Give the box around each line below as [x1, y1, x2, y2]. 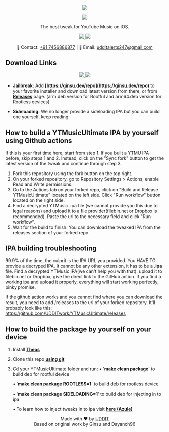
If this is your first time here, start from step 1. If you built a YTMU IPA [5, 150, 149, 156]
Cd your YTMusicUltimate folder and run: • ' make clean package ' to [12, 366, 155, 372]
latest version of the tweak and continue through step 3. [5, 160, 122, 166]
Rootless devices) [12, 99, 50, 105]
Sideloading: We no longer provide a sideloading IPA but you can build [12, 108, 160, 114]
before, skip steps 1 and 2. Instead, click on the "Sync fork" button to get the [5, 155, 164, 161]
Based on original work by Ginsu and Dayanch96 [34, 421, 136, 427]
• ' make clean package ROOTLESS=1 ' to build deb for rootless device [12, 381, 159, 387]
